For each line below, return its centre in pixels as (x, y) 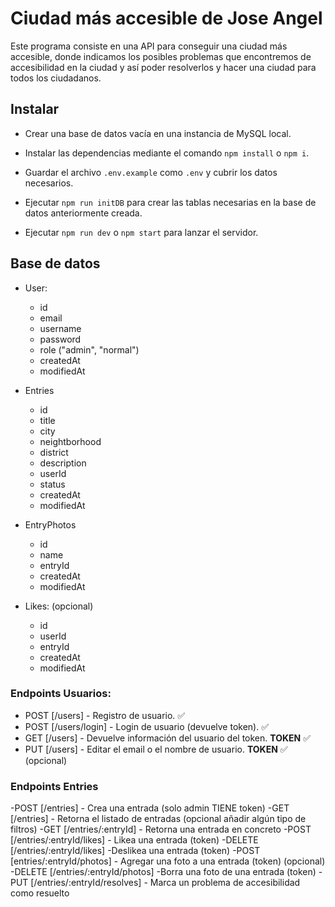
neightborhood (70, 441)
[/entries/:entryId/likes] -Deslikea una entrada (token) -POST (135, 851)
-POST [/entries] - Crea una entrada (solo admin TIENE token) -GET (150, 808)
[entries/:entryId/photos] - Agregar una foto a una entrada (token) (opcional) (168, 861)
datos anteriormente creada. (83, 213)
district (54, 452)
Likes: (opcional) (59, 606)
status (52, 484)
